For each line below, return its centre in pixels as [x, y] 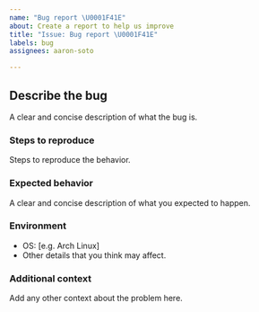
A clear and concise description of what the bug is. [104, 117]
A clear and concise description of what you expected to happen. [130, 202]
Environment [38, 226]
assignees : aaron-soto [52, 51]
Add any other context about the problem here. [96, 299]
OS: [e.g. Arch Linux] [61, 245]
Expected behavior [52, 183]
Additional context [51, 278]
